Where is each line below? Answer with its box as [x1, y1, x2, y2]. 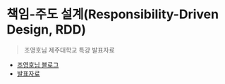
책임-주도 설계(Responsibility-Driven [6, 6, 219, 22]
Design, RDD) [6, 22, 86, 38]
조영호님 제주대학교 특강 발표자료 [23, 45, 115, 54]
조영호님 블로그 [16, 60, 59, 69]
